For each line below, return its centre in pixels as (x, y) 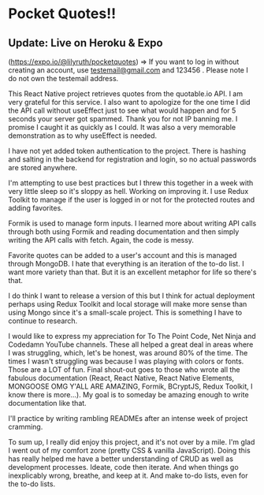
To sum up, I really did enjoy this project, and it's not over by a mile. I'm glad (132, 442)
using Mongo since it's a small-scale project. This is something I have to (125, 313)
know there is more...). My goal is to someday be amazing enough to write (129, 395)
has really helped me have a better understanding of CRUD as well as (121, 459)
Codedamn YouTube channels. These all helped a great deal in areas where (131, 344)
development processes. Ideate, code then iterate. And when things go (123, 467)
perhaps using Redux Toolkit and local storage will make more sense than (128, 304)
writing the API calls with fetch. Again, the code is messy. (101, 240)
